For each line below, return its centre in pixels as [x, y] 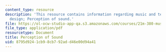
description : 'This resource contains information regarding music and [80, 14]
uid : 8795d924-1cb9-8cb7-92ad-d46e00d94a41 [51, 42]
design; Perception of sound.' [42, 19]
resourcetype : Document [30, 33]
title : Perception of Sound [34, 38]
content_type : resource [30, 10]
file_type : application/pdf [34, 28]
